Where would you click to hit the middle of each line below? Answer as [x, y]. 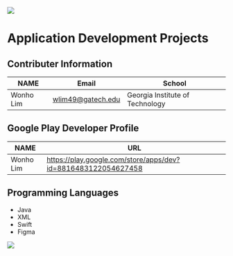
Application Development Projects [108, 39]
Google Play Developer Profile [73, 128]
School [175, 83]
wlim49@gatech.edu [86, 99]
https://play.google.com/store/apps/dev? [113, 160]
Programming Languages [63, 193]
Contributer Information [60, 63]
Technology [146, 104]
